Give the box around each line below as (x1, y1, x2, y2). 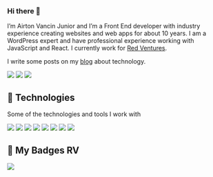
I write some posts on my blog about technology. (7, 57, 146, 66)
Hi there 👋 (7, 6, 41, 16)
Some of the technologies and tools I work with (7, 110, 141, 118)
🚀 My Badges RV (7, 145, 80, 156)
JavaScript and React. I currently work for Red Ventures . (7, 44, 168, 53)
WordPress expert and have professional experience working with (7, 37, 194, 45)
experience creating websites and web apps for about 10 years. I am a (7, 29, 207, 37)
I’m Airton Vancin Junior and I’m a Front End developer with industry (7, 22, 201, 30)
